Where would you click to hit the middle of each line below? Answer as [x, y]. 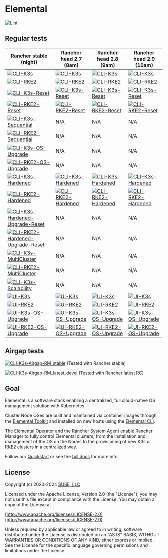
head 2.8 [108, 59]
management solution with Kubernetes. [45, 406]
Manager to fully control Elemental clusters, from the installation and [75, 436]
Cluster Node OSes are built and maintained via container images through [81, 416]
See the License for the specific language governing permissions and [77, 545]
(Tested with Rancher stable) [96, 363]
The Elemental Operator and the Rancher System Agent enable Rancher [79, 431]
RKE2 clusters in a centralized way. [41, 447]
